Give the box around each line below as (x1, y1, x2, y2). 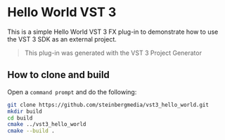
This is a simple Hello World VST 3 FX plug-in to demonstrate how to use (7, 27, 219, 36)
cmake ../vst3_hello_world (7, 121, 86, 128)
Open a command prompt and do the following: (7, 87, 137, 96)
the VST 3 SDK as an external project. (7, 34, 117, 43)
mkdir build (7, 108, 42, 115)
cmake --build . (7, 127, 55, 134)
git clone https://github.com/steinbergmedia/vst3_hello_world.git (7, 101, 210, 108)
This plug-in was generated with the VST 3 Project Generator (24, 49, 202, 57)
